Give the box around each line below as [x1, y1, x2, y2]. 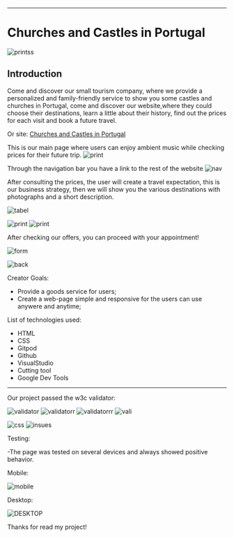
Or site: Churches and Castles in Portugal [7, 130, 126, 138]
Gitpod [17, 343, 37, 352]
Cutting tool [17, 366, 52, 374]
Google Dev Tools [17, 373, 69, 382]
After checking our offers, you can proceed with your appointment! [7, 233, 200, 241]
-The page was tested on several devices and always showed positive [7, 447, 208, 456]
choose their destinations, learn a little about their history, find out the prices [7, 109, 227, 117]
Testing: [7, 434, 31, 442]
